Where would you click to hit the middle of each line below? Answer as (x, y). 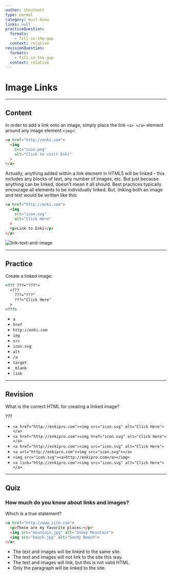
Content (19, 113)
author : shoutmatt (25, 10)
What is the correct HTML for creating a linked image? (62, 407)
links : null (18, 24)
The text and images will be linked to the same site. (67, 552)
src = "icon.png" (31, 149)
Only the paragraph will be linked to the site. (59, 568)
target (20, 363)
